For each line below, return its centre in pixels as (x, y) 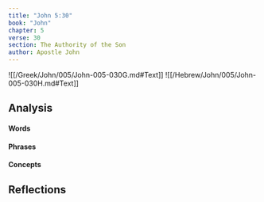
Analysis (31, 108)
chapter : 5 (26, 30)
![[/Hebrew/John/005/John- (211, 75)
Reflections (37, 190)
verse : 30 (25, 38)
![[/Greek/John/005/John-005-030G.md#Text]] (86, 75)
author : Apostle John (44, 52)
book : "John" (30, 23)
